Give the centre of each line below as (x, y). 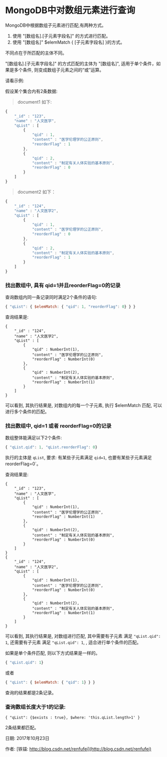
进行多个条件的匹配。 (27, 412)
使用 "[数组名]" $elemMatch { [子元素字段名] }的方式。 (69, 42)
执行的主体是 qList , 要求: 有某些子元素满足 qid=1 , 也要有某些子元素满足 (78, 458)
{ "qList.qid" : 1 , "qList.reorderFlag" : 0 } (51, 447)
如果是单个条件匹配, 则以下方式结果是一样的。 (53, 653)
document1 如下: (34, 102)
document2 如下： (37, 192)
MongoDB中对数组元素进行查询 (70, 10)
